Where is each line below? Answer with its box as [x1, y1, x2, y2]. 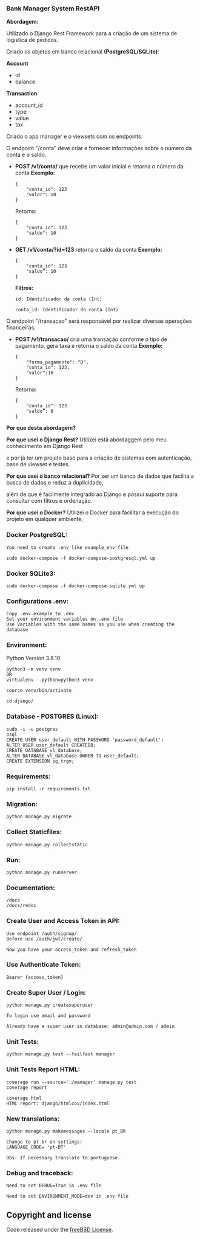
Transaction [6, 90, 38, 97]
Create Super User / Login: [6, 988, 87, 996]
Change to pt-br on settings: [6, 1139, 83, 1145]
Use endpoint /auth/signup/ [6, 930, 78, 937]
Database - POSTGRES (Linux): [6, 713, 99, 721]
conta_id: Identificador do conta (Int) [15, 307, 119, 313]
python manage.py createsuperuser [6, 1002, 94, 1009]
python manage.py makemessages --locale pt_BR [6, 1128, 126, 1134]
